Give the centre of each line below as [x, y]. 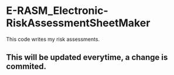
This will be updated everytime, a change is [87, 57]
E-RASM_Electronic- [57, 11]
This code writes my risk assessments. [53, 39]
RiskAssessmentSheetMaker [78, 23]
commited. [26, 67]
